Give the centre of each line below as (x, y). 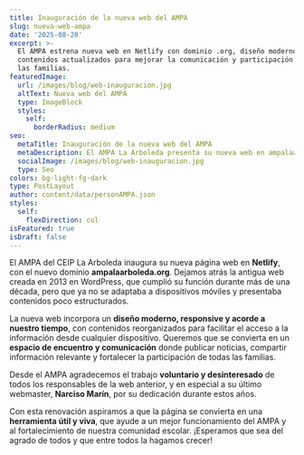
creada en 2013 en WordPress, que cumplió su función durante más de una (150, 282)
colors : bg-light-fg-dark (58, 178)
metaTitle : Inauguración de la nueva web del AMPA (115, 144)
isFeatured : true (42, 228)
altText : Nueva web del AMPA (72, 93)
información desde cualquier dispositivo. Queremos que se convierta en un (149, 338)
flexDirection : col (62, 220)
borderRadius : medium (74, 128)
